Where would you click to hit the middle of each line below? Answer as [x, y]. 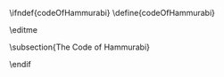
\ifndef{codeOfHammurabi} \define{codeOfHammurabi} [112, 13]
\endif [20, 64]
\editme [24, 30]
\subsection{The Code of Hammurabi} [79, 47]
